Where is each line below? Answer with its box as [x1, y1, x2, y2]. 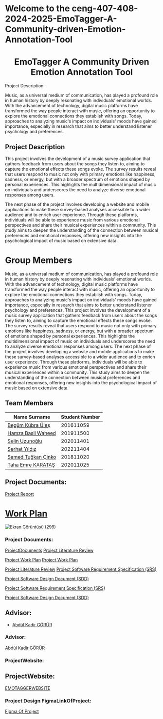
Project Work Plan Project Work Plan [5, 557, 78, 562]
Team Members [5, 399, 54, 407]
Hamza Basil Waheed [7, 430, 56, 437]
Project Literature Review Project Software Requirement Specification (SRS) [5, 566, 157, 572]
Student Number [60, 413, 101, 420]
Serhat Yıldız [7, 445, 36, 452]
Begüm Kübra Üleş [7, 421, 50, 428]
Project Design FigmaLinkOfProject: [5, 697, 91, 704]
